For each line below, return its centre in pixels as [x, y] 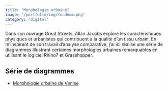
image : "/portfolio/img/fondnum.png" [45, 15]
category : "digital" [27, 19]
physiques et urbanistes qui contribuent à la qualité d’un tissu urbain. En [81, 39]
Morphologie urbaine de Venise [46, 83]
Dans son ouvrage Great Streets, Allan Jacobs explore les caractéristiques [83, 34]
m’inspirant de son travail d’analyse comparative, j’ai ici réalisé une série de [84, 44]
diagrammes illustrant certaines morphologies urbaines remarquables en [81, 50]
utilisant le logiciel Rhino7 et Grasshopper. [49, 55]
